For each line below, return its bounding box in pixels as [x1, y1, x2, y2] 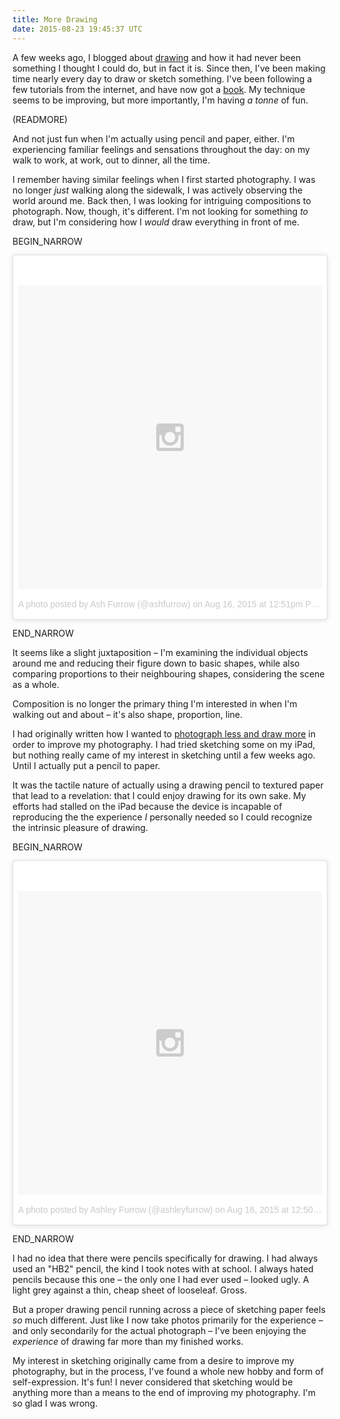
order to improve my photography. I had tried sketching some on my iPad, [12, 738, 316, 750]
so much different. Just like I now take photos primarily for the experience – [12, 1314, 324, 1326]
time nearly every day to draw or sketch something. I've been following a [12, 72, 313, 85]
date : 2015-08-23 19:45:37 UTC [12, 24, 143, 34]
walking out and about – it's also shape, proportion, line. [12, 708, 243, 720]
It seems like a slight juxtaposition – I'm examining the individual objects [12, 646, 309, 658]
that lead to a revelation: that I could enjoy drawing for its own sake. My [12, 789, 307, 801]
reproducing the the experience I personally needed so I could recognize [12, 811, 313, 823]
